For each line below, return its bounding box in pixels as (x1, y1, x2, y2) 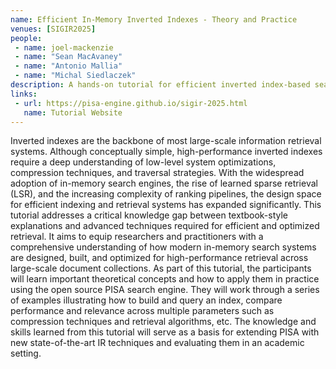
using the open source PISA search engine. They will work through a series (10, 284, 320, 296)
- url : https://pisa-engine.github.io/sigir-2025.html (14, 98, 248, 108)
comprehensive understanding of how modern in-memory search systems (10, 241, 317, 253)
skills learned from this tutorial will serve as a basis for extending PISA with (10, 326, 320, 338)
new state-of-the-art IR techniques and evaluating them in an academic (10, 337, 305, 349)
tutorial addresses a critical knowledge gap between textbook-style (10, 209, 288, 221)
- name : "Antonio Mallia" (14, 61, 123, 71)
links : (10, 89, 38, 99)
